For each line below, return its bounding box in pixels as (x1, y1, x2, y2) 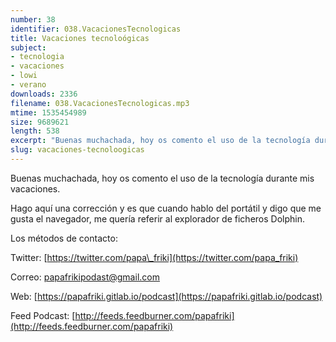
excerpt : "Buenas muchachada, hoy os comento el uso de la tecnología (10, 136, 311, 146)
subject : (10, 42, 47, 53)
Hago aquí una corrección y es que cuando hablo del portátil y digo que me (10, 202, 322, 214)
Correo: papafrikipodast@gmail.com (10, 271, 160, 283)
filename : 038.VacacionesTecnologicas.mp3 (10, 98, 190, 108)
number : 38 (10, 14, 56, 25)
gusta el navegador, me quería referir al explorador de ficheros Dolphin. (10, 212, 305, 225)
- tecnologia (10, 52, 65, 62)
